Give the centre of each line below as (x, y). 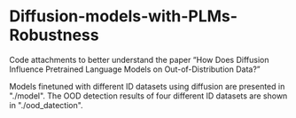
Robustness (54, 35)
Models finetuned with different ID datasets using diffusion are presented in (147, 86)
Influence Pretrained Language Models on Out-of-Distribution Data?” (135, 69)
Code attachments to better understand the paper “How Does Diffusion (139, 59)
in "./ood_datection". (46, 105)
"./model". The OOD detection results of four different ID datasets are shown (148, 96)
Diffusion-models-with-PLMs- (123, 16)
